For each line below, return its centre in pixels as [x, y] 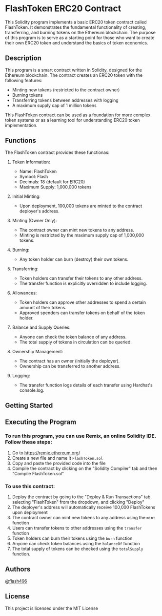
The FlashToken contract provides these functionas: [57, 152]
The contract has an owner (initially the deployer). [70, 361]
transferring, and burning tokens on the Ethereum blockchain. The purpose [81, 32]
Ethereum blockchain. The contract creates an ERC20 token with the [74, 75]
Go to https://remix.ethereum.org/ [46, 453]
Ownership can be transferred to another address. [70, 366]
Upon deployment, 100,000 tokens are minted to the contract [81, 206]
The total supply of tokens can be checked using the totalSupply [78, 549]
